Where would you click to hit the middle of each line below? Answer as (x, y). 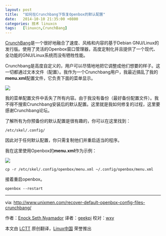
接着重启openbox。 (25, 179)
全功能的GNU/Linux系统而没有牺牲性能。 (46, 56)
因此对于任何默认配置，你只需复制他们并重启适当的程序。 (63, 140)
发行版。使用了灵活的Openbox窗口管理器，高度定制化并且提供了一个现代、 (82, 49)
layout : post (19, 10)
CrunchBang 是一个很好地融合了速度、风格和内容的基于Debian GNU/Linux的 (82, 43)
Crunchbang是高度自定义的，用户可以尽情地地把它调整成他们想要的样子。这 (83, 66)
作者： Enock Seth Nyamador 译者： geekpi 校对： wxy (60, 218)
